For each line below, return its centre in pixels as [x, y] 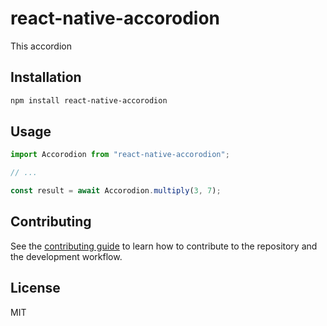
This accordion [41, 46]
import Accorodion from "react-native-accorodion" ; [120, 155]
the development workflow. [66, 256]
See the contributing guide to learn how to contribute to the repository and [164, 246]
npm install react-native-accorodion [89, 100]
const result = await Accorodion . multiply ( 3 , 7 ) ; [116, 191]
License [35, 288]
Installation [46, 77]
